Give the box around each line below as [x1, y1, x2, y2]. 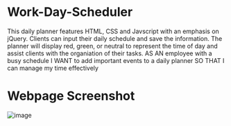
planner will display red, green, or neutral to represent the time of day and [7, 42, 219, 50]
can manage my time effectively [7, 64, 99, 72]
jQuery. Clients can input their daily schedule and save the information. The [7, 34, 223, 42]
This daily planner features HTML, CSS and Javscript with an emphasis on [7, 27, 220, 35]
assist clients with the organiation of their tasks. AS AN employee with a [7, 49, 213, 57]
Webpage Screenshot [7, 88, 135, 104]
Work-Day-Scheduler [7, 4, 133, 20]
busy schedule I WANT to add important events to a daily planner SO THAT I [7, 56, 225, 64]
